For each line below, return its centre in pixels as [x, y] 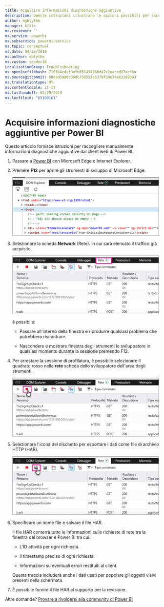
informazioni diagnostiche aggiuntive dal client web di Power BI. [69, 152]
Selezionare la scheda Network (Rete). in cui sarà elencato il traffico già [84, 243]
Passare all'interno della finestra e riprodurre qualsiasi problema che [88, 331]
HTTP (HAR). [25, 449]
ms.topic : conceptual [27, 46]
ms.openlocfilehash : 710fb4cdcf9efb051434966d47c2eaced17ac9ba [71, 72]
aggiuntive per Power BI [54, 133]
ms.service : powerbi [26, 36]
